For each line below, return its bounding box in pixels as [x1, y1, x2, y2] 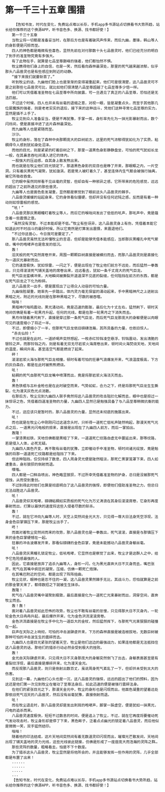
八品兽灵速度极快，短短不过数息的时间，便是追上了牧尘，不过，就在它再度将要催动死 [11, 713, 159, 718]
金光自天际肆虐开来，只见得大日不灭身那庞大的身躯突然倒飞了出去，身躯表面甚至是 [11, 655, 155, 660]
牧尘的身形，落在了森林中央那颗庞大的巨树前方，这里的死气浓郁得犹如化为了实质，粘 [11, 137, 159, 142]
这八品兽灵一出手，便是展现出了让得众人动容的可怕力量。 [11, 284, 111, 289]
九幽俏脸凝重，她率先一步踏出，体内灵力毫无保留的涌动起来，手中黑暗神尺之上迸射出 [11, 289, 159, 294]
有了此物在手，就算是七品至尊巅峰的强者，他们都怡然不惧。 [11, 59, 115, 64]
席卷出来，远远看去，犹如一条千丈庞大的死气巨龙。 [56, 268, 144, 273]
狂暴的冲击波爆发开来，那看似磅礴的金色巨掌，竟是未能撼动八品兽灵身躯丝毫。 [11, 540, 148, 545]
